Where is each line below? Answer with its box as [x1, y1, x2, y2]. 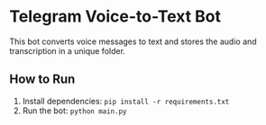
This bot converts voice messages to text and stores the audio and [9, 36, 257, 47]
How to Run [9, 72, 76, 87]
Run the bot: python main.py [22, 105, 128, 116]
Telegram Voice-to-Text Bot [9, 6, 222, 27]
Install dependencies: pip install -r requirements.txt [22, 95, 230, 106]
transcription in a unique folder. [9, 45, 126, 56]
